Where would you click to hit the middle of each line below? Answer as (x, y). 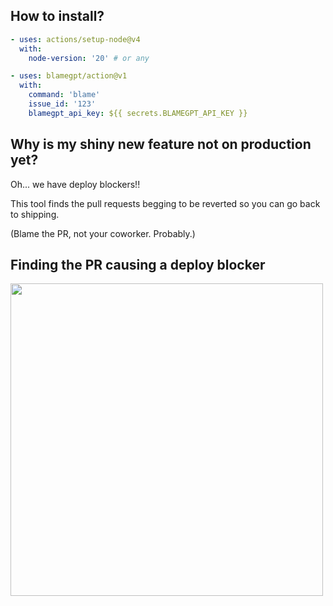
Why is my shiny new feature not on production (161, 144)
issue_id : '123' (62, 104)
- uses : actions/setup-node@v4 (75, 39)
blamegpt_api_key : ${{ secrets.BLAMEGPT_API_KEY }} (138, 113)
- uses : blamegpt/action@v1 (69, 76)
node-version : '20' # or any (89, 58)
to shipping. (35, 214)
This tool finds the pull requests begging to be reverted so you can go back (165, 203)
